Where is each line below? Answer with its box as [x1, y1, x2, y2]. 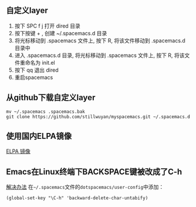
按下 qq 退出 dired [14, 66, 59, 74]
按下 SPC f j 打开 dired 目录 [14, 22, 80, 29]
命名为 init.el [25, 59, 55, 66]
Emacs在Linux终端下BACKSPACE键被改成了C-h [6, 166, 183, 176]
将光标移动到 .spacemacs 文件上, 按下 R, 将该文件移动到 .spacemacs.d [14, 37, 186, 44]
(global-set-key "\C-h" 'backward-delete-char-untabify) [6, 195, 148, 201]
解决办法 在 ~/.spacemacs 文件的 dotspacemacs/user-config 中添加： [6, 183, 164, 191]
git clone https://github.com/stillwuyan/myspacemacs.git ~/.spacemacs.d [6, 113, 191, 119]
